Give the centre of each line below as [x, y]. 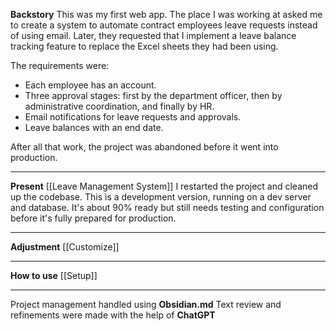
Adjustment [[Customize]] [65, 247]
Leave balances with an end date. [94, 127]
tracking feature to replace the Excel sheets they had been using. [144, 46]
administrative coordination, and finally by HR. [119, 106]
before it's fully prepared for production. [93, 218]
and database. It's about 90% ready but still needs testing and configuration [167, 207]
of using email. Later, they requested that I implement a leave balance [153, 35]
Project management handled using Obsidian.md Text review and [146, 304]
